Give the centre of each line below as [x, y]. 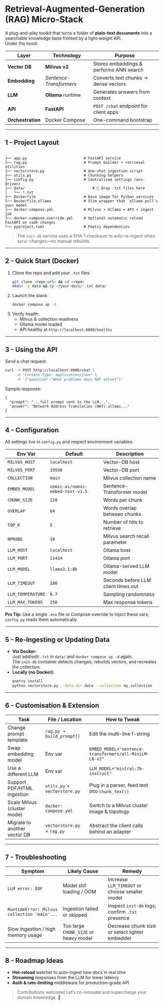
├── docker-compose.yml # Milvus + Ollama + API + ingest [79, 210]
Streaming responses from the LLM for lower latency [66, 978]
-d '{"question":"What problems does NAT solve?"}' [70, 379]
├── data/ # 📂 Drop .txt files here [75, 188]
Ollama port [117, 558]
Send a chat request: [26, 361]
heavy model [78, 938]
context [102, 98]
